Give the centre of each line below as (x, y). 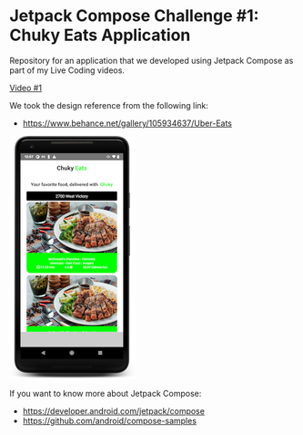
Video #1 (26, 88)
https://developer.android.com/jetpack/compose (113, 410)
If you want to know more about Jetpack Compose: (106, 393)
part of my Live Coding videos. (67, 70)
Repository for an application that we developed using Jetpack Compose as (151, 60)
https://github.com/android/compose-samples (110, 420)
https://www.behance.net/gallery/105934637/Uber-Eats (127, 123)
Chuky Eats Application (100, 35)
